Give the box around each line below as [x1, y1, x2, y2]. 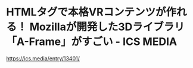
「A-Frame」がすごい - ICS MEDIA [6, 35, 178, 48]
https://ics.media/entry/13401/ [6, 54, 80, 62]
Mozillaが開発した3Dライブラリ [29, 20, 185, 34]
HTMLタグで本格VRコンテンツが [6, 5, 166, 19]
